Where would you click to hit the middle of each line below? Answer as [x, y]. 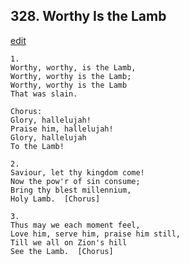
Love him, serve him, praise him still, [96, 234]
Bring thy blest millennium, [71, 190]
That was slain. [44, 94]
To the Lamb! [37, 146]
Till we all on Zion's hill [69, 242]
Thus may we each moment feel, [75, 225]
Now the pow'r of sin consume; [75, 181]
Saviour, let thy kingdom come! [77, 172]
